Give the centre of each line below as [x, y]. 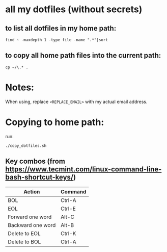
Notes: [20, 87]
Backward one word [32, 225]
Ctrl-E [68, 209]
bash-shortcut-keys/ [39, 177]
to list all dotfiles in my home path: [61, 28]
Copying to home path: [55, 122]
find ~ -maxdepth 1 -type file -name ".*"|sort [57, 40]
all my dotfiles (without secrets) [74, 9]
